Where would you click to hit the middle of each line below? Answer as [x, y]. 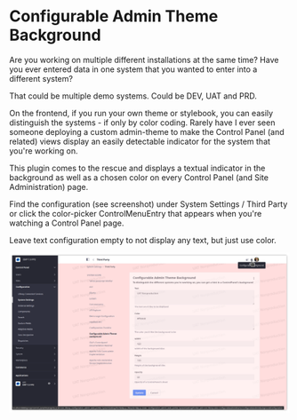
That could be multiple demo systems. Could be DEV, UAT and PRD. [133, 96]
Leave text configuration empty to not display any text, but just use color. [143, 240]
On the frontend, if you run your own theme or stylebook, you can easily [141, 113]
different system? [41, 78]
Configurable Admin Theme [114, 16]
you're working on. [44, 151]
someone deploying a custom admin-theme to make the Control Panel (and [147, 131]
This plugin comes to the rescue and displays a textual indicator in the [137, 168]
